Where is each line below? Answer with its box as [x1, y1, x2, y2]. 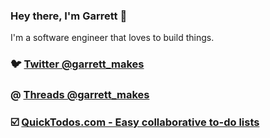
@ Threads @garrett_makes [10, 88, 150, 102]
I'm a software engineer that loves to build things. [10, 32, 215, 44]
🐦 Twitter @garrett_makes [10, 57, 145, 71]
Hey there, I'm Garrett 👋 [10, 9, 128, 23]
